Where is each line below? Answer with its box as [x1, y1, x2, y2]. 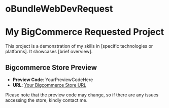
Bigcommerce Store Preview [5, 63, 97, 71]
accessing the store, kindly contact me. [5, 97, 88, 103]
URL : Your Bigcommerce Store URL [12, 82, 87, 88]
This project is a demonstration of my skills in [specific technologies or [5, 43, 153, 49]
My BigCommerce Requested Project [5, 26, 164, 38]
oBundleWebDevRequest [5, 3, 113, 15]
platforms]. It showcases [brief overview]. [5, 49, 93, 55]
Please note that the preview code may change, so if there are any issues [5, 92, 159, 98]
